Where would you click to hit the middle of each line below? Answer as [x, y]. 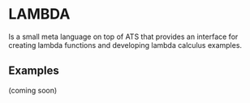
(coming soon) [33, 90]
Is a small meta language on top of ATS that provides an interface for [123, 36]
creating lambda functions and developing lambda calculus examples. [125, 45]
